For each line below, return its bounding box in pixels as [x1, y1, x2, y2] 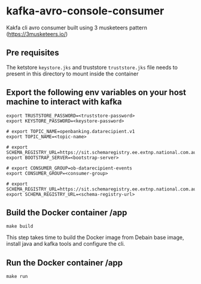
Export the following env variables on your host [6, 87, 187, 98]
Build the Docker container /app [6, 207, 127, 217]
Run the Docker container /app [6, 258, 123, 268]
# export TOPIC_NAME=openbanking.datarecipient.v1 [6, 128, 135, 134]
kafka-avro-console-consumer [6, 4, 165, 18]
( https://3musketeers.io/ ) [6, 30, 68, 37]
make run [6, 274, 28, 280]
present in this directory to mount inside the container [6, 70, 139, 77]
